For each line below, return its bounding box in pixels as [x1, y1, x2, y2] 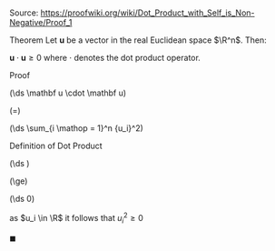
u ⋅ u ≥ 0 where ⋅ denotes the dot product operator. [9, 53, 201, 64]
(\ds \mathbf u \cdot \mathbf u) [9, 87, 127, 98]
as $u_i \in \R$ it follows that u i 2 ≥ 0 [9, 211, 143, 226]
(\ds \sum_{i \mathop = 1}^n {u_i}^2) [9, 123, 143, 134]
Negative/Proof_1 [9, 17, 73, 28]
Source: [9, 7, 39, 18]
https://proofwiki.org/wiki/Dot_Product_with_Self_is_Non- [40, 7, 256, 18]
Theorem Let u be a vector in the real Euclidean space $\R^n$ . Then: [9, 35, 268, 45]
